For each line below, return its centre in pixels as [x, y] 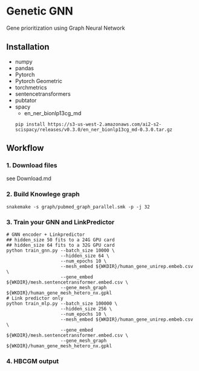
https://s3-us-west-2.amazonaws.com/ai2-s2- [105, 124]
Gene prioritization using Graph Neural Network [66, 28]
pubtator [26, 100]
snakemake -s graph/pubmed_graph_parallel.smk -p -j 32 [78, 207]
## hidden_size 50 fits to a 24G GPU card [60, 240]
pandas [24, 68]
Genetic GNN [40, 11]
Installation [28, 47]
